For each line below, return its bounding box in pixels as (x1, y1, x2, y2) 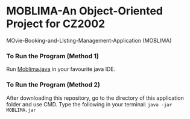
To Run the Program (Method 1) (6, 52, 100, 60)
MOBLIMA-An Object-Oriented (6, 4, 163, 18)
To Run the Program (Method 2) (6, 81, 101, 89)
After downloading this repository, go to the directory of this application (6, 94, 184, 102)
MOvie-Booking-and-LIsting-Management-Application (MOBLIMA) (6, 37, 172, 44)
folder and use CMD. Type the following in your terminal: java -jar (6, 100, 173, 108)
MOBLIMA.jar (6, 107, 36, 113)
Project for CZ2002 (6, 17, 106, 31)
